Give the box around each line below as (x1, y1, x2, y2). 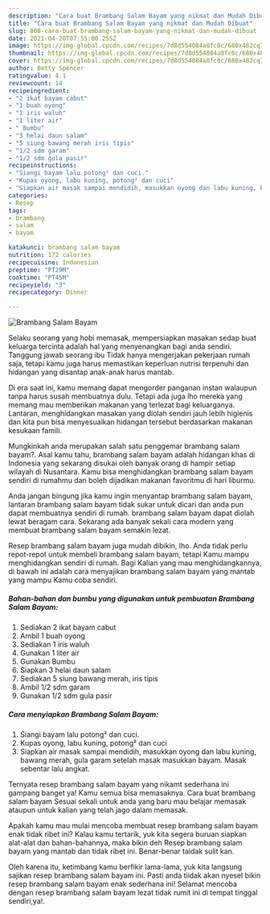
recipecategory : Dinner (8, 288, 88, 296)
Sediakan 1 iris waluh (19, 639, 90, 649)
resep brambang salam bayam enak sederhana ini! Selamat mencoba (8, 879, 238, 889)
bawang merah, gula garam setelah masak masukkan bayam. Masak (19, 755, 247, 765)
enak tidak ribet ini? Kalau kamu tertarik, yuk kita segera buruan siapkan (8, 829, 247, 839)
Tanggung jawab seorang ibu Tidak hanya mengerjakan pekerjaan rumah (8, 350, 251, 360)
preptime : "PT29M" (8, 266, 70, 274)
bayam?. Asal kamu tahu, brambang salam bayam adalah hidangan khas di (8, 450, 256, 460)
